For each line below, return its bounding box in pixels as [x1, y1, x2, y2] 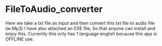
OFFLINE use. [5, 36, 34, 42]
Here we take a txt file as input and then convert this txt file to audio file [5, 20, 155, 26]
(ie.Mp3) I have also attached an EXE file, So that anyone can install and [5, 25, 156, 31]
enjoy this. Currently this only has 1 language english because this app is [5, 30, 157, 36]
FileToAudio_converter [5, 3, 103, 15]
